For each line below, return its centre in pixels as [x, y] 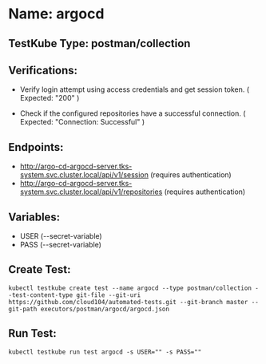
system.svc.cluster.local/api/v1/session [84, 175]
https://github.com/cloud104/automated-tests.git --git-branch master [128, 302]
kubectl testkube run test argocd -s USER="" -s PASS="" [105, 352]
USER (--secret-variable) [61, 236]
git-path [23, 309]
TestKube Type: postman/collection [99, 44]
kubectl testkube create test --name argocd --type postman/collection [130, 288]
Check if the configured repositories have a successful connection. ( [133, 113]
